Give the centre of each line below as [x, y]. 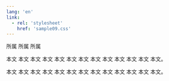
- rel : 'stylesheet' [37, 23]
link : [13, 17]
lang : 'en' [20, 12]
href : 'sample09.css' [44, 28]
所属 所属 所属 [23, 46]
